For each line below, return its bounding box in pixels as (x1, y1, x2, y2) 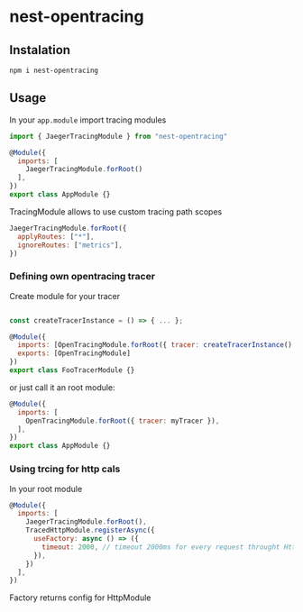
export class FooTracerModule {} (9, 366, 135, 375)
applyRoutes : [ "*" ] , (17, 232, 95, 241)
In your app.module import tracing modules (9, 114, 167, 125)
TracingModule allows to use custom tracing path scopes (9, 206, 223, 217)
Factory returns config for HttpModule (9, 592, 151, 603)
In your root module (9, 483, 83, 494)
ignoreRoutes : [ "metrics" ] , (17, 241, 124, 250)
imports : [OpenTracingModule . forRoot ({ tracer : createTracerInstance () (17, 341, 293, 350)
